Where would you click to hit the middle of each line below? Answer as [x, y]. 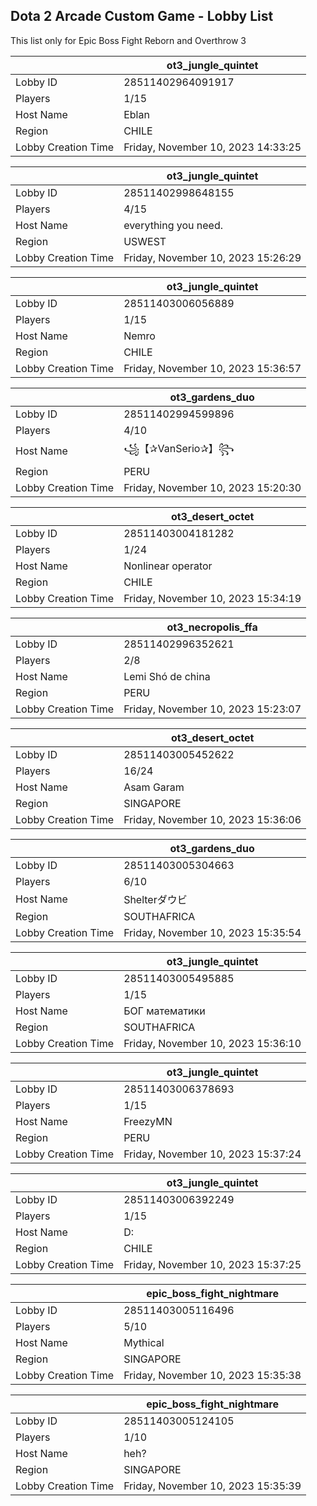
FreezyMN [148, 1121]
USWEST [145, 241]
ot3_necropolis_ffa [212, 627]
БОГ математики [164, 1011]
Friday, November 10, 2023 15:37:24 [212, 1154]
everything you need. [173, 225]
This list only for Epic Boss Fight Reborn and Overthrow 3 [128, 40]
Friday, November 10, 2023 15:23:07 [212, 709]
